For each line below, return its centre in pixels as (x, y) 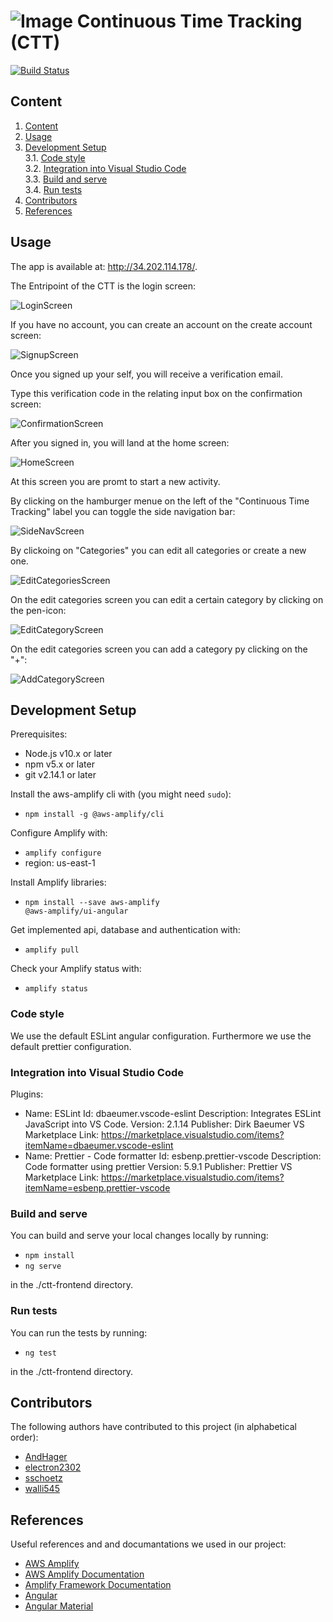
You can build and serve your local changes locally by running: (139, 1236)
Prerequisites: (39, 734)
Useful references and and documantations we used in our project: (148, 1544)
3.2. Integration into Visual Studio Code (105, 168)
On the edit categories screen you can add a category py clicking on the (159, 649)
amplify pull (52, 950)
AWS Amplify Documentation (84, 1574)
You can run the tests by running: (79, 1332)
